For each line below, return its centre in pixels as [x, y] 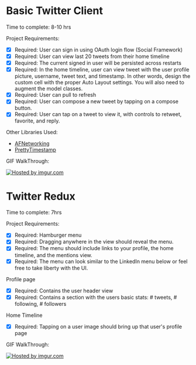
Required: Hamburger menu [48, 235]
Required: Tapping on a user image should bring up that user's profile [98, 326]
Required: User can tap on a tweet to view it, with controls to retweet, [98, 114]
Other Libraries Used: [32, 132]
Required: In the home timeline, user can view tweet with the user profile [102, 70]
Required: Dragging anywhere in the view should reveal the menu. [94, 242]
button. [23, 108]
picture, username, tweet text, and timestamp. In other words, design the [102, 76]
